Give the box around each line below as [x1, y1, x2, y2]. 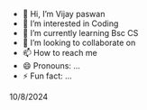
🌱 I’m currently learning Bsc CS [22, 28, 139, 38]
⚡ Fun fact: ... [22, 70, 72, 81]
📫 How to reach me [22, 48, 97, 58]
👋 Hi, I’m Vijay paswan [22, 9, 106, 19]
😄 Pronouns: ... [22, 60, 81, 71]
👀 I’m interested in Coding [22, 18, 119, 29]
